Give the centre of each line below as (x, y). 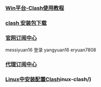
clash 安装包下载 (26, 23)
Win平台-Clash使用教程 (35, 8)
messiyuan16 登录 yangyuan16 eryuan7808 (51, 50)
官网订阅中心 (21, 38)
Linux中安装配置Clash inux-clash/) (48, 79)
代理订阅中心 (21, 65)
